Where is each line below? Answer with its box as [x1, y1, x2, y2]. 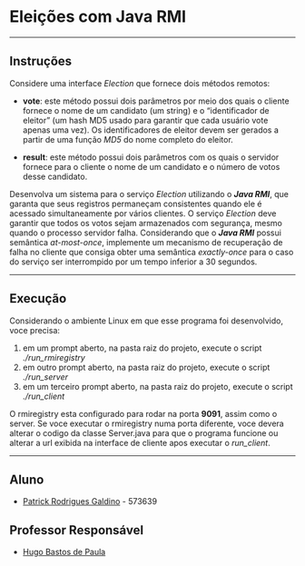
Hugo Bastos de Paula [22, 547, 106, 558]
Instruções [9, 54, 73, 69]
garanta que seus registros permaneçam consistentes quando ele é [9, 198, 262, 209]
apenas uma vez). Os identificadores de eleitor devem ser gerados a [22, 124, 280, 135]
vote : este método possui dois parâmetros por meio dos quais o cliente [22, 95, 290, 106]
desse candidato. [22, 171, 88, 182]
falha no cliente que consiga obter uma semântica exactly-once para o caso [9, 246, 294, 257]
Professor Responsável [9, 522, 143, 538]
